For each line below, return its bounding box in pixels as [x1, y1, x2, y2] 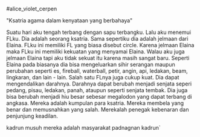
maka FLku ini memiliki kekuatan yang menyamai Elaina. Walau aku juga [6, 48, 185, 55]
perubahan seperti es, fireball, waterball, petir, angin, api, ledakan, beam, [6, 67, 189, 75]
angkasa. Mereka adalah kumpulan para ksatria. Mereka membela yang [6, 99, 184, 107]
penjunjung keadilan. [6, 112, 59, 119]
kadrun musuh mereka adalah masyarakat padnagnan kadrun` [6, 124, 161, 131]
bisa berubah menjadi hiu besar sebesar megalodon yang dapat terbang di [6, 93, 192, 100]
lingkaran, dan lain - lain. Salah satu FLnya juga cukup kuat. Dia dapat [6, 74, 179, 81]
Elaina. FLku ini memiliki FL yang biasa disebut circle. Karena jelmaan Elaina [6, 42, 195, 48]
